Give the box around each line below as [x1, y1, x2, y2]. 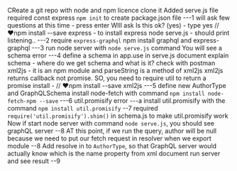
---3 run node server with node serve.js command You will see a [31, 44, 222, 52]
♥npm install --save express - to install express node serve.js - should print [7, 28, 230, 37]
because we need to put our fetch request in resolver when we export [7, 134, 211, 143]
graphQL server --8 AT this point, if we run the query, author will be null [7, 127, 217, 135]
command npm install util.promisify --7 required [7, 104, 158, 112]
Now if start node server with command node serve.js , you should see [7, 119, 215, 127]
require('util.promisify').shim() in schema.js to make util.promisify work [7, 111, 228, 120]
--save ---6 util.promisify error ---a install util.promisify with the [38, 96, 226, 105]
